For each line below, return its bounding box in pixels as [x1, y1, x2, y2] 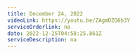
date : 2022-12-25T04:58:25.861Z [7, 29, 102, 37]
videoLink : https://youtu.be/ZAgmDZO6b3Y [7, 17, 131, 24]
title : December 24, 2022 [7, 10, 83, 18]
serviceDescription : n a [7, 36, 77, 43]
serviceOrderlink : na [7, 23, 71, 30]
